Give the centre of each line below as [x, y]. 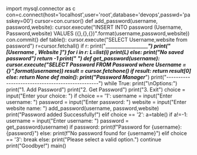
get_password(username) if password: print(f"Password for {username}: [94, 127]
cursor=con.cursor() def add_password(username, [96, 21]
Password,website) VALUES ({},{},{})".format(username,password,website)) [98, 33]
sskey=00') [20, 21]
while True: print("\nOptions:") [141, 83]
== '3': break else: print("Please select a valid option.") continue [84, 139]
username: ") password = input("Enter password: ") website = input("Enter [96, 102]
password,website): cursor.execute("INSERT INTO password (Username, [94, 27]
